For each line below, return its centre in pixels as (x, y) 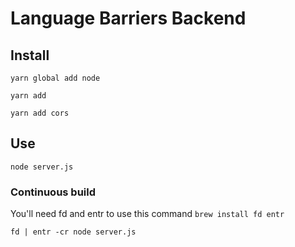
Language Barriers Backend (128, 18)
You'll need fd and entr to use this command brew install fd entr (147, 214)
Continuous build (53, 192)
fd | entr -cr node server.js (73, 232)
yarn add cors (40, 113)
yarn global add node (55, 78)
